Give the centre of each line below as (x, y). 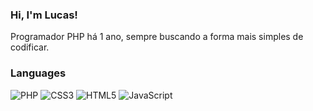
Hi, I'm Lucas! (44, 15)
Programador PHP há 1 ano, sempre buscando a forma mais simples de (157, 37)
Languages (38, 73)
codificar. (30, 47)
